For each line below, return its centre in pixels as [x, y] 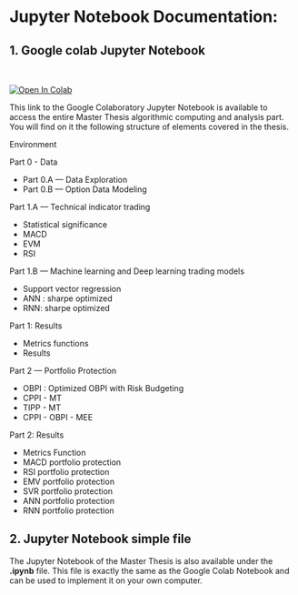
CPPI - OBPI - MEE [58, 417]
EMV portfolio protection [69, 481]
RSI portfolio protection [66, 472]
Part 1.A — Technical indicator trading [80, 207]
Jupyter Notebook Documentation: [144, 17]
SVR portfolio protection [68, 491]
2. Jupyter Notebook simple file [100, 539]
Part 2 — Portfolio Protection [63, 371]
